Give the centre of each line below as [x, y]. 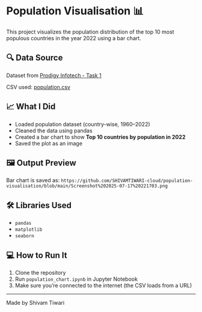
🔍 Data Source [35, 58]
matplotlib [29, 230]
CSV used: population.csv [38, 87]
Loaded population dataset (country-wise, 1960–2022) [82, 124]
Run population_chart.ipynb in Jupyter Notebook [76, 279]
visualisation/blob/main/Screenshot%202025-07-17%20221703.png [87, 186]
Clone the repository [40, 273]
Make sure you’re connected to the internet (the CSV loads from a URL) [103, 285]
